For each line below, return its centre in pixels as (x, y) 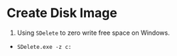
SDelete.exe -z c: (44, 47)
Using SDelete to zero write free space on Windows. (93, 33)
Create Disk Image (62, 13)
